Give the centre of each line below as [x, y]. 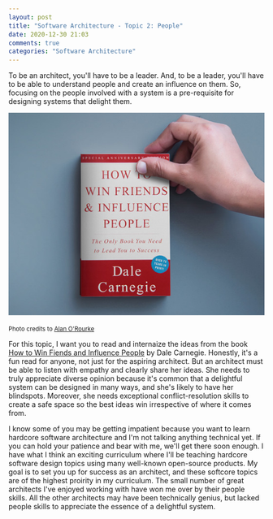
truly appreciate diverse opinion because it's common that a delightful [126, 378]
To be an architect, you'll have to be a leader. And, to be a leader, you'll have [136, 76]
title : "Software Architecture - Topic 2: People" [96, 26]
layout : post [30, 17]
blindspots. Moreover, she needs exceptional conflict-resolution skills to [129, 396]
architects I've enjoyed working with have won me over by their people [127, 489]
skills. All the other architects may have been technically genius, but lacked [134, 497]
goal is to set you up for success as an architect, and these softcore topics [133, 472]
